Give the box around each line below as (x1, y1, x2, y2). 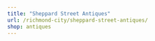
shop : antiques (7, 23, 52, 30)
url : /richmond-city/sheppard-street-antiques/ (7, 17, 149, 24)
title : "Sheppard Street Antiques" (7, 10, 111, 17)
